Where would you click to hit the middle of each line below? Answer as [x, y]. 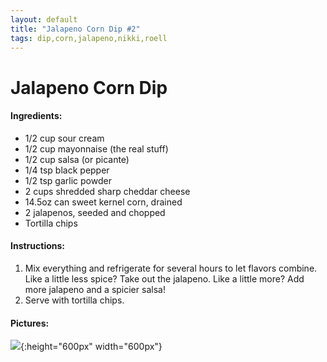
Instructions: [38, 246]
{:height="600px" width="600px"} [91, 347]
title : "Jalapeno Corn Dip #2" [75, 29]
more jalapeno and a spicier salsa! [95, 289]
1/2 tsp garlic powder [68, 180]
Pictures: [30, 323]
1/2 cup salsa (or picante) [77, 159]
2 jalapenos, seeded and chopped [95, 212]
